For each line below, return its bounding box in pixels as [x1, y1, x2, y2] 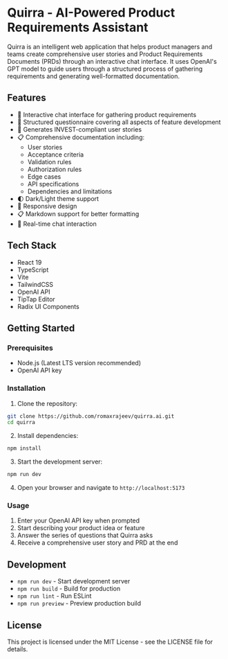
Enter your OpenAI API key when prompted [17, 516, 140, 525]
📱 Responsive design [17, 202, 77, 210]
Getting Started [7, 322, 75, 334]
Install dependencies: [17, 432, 79, 440]
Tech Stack [7, 240, 57, 252]
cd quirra [7, 419, 36, 426]
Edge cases [27, 172, 61, 181]
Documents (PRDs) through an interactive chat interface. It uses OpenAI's [7, 57, 218, 65]
